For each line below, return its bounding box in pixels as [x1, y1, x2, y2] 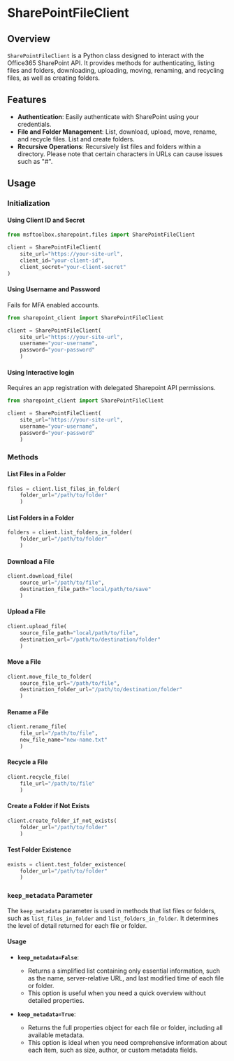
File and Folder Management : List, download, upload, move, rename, [17, 127, 217, 136]
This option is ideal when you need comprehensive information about [27, 1038, 228, 1046]
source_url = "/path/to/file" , [20, 579, 105, 586]
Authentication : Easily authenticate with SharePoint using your [17, 112, 199, 120]
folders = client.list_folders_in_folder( [7, 529, 133, 536]
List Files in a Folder [7, 470, 66, 478]
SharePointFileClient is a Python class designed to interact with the [7, 51, 205, 60]
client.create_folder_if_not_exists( [7, 817, 117, 824]
